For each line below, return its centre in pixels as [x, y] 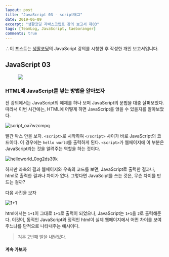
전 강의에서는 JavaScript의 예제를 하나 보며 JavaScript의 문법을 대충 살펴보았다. [85, 103]
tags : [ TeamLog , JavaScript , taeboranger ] [51, 29]
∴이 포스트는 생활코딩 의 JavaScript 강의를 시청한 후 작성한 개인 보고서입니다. [82, 48]
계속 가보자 [16, 249]
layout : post [19, 10]
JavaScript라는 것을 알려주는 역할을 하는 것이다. [53, 149]
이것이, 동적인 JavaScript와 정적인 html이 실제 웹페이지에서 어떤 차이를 [82, 220]
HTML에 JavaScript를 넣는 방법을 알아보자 [55, 91]
